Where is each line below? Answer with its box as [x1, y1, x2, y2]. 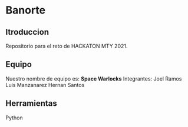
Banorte [5, 4, 45, 17]
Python [5, 114, 23, 121]
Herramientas [5, 98, 57, 109]
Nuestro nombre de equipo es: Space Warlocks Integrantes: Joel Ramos [5, 75, 182, 82]
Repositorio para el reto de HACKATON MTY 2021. [5, 42, 128, 49]
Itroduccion [5, 27, 50, 37]
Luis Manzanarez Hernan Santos [5, 81, 85, 88]
